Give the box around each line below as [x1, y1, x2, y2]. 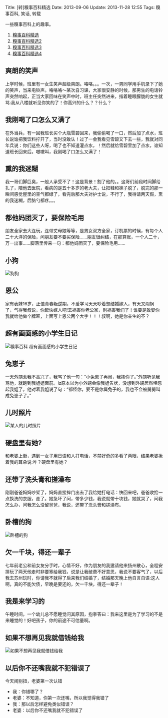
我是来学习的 [5, 597, 45, 606]
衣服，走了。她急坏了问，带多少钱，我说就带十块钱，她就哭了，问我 [22, 495, 163, 501]
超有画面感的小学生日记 [5, 329, 77, 338]
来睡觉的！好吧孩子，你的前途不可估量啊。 [5, 618, 93, 624]
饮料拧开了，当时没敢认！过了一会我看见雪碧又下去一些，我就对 [26, 136, 158, 142]
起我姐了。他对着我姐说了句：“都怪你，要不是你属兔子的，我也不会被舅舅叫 [5, 386, 161, 392]
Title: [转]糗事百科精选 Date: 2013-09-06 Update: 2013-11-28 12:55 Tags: [5, 4, 155, 10]
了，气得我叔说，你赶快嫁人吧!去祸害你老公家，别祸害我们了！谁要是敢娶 [5, 307, 156, 313]
